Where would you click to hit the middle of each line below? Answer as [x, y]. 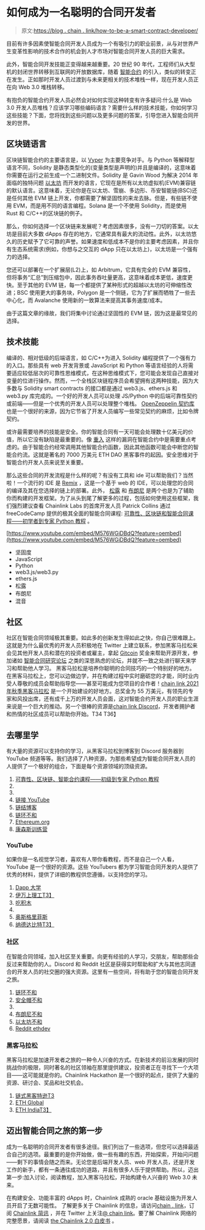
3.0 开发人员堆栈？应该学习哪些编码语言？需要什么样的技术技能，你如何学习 [102, 107]
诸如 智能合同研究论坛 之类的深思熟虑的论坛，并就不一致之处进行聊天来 [101, 661]
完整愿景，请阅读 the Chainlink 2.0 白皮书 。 [62, 1220]
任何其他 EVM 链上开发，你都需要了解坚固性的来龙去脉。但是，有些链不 [102, 198]
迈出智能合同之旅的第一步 [54, 1131]
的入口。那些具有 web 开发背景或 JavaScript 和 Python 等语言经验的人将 [97, 365]
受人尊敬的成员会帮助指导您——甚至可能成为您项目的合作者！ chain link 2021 [103, 683]
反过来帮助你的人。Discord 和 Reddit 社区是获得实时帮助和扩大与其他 [93, 964]
